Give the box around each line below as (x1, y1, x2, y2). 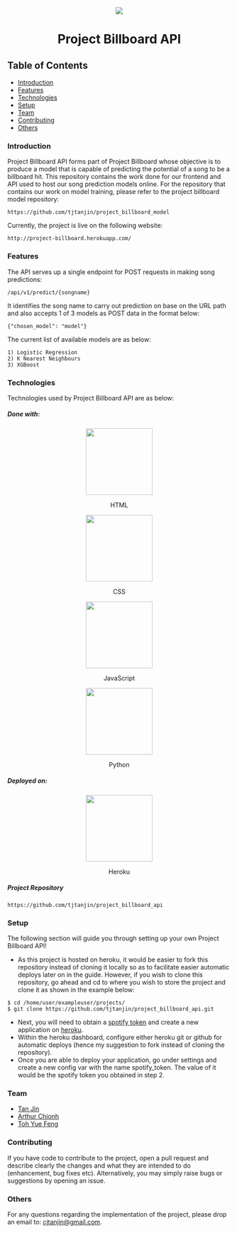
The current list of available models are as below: (7, 335, 151, 344)
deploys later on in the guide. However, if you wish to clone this (17, 970, 204, 979)
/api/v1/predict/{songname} (7, 288, 91, 296)
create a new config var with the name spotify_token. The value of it (17, 1063, 216, 1072)
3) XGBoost (7, 361, 40, 369)
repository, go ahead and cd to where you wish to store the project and (17, 978, 226, 987)
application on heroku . (17, 1026, 84, 1034)
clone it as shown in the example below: (17, 986, 135, 994)
